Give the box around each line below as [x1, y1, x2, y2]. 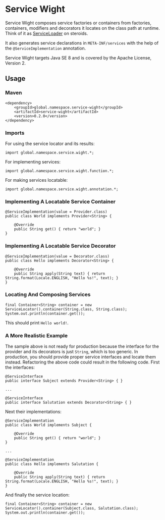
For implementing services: [5, 158, 61, 164]
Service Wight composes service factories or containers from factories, [5, 20, 152, 26]
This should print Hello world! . [5, 319, 69, 325]
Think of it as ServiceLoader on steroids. [5, 30, 88, 36]
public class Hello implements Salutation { [5, 462, 99, 467]
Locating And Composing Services [5, 291, 91, 298]
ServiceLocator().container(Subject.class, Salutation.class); [5, 506, 139, 511]
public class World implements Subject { [5, 422, 92, 428]
